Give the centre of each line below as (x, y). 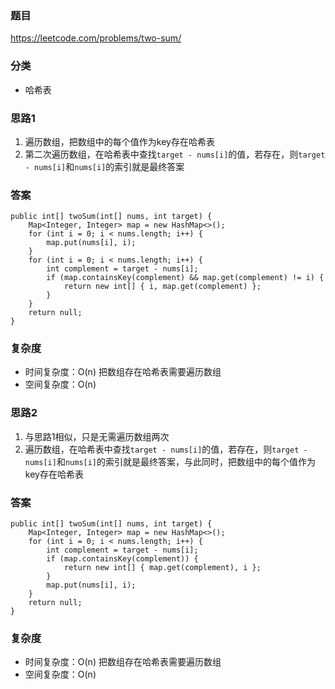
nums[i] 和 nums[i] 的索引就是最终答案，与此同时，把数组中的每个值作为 (170, 461)
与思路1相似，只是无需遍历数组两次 (97, 436)
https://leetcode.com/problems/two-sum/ (96, 38)
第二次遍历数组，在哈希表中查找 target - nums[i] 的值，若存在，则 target (175, 154)
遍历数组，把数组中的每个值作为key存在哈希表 (119, 141)
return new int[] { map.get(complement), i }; (162, 568)
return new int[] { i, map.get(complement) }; (162, 287)
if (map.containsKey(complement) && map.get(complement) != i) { (185, 278)
